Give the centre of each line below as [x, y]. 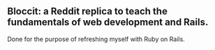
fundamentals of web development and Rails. [108, 23]
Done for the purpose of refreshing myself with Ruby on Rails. [96, 39]
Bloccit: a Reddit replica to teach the [87, 11]
